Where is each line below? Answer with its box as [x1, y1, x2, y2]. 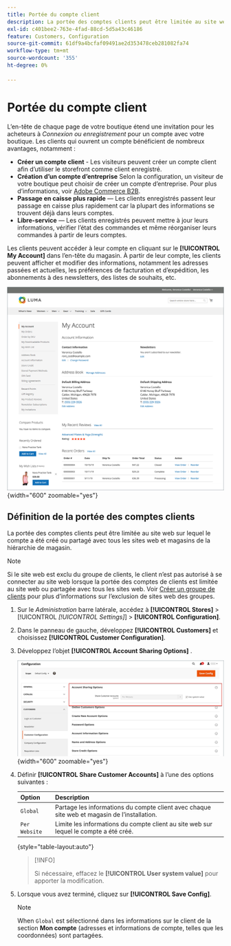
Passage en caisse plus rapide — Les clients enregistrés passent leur [16, 194, 216, 202]
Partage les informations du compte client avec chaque [54, 803, 211, 811]
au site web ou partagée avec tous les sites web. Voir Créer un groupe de [7, 585, 215, 593]
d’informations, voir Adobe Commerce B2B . [16, 186, 141, 195]
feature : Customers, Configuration [7, 33, 109, 40]
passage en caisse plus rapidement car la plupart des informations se [16, 201, 215, 210]
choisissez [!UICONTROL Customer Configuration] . [16, 633, 166, 642]
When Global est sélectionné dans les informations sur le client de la [16, 916, 212, 925]
